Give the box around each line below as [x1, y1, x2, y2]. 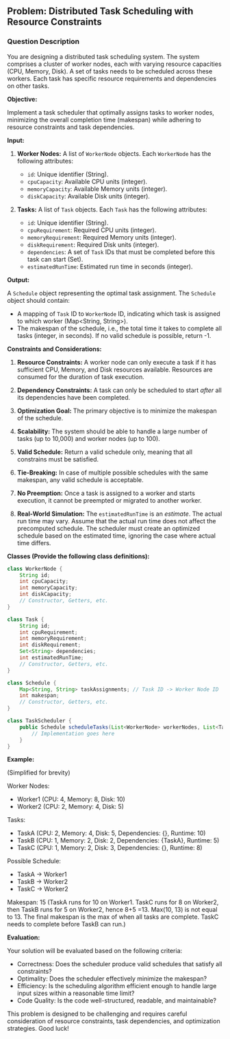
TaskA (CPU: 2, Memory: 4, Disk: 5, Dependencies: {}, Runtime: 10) [16, 829, 206, 837]
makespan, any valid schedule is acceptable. [16, 475, 144, 483]
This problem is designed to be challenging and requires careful [7, 1009, 188, 1018]
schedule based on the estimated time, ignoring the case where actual [16, 532, 216, 540]
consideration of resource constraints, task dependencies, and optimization [7, 1017, 220, 1025]
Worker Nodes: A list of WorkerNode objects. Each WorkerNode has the [16, 149, 212, 157]
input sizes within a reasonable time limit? [16, 989, 135, 998]
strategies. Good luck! [7, 1025, 70, 1033]
